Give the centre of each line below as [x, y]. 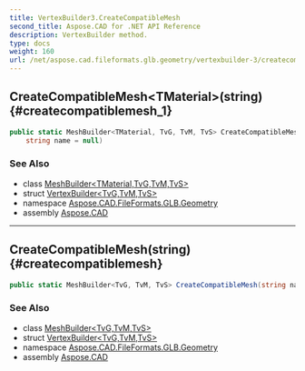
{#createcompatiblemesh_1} [91, 111]
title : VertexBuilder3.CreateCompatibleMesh [95, 18]
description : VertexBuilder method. [79, 35]
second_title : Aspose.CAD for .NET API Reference [105, 26]
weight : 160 [32, 52]
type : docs [30, 43]
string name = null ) [64, 140]
